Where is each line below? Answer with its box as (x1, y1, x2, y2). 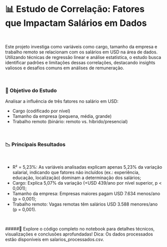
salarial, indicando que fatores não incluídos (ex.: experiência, (12, 169, 140, 175)
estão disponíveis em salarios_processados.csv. (5, 236, 105, 242)
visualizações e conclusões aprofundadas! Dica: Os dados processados (5, 231, 153, 237)
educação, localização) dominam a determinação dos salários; (12, 175, 141, 181)
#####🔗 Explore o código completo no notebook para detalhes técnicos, (5, 226, 155, 232)
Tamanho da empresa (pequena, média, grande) (12, 113, 112, 119)
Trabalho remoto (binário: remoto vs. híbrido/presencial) (12, 119, 128, 125)
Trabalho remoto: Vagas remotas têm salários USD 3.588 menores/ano (12, 201, 158, 207)
